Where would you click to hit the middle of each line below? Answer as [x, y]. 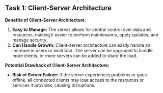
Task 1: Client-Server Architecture [58, 8]
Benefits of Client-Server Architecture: [46, 20]
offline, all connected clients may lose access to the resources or [78, 80]
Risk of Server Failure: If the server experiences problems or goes [80, 75]
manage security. [30, 40]
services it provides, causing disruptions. [54, 85]
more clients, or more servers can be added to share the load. [75, 56]
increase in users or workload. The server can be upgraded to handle [82, 50]
